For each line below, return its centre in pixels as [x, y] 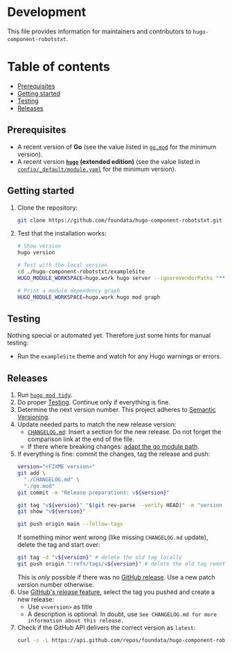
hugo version [36, 253]
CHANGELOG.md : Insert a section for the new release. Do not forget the [124, 432]
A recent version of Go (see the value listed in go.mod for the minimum [117, 147]
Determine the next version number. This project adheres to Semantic [116, 410]
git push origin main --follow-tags [70, 524]
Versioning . [33, 417]
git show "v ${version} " [52, 511]
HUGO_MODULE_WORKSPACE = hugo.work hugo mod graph [89, 297]
